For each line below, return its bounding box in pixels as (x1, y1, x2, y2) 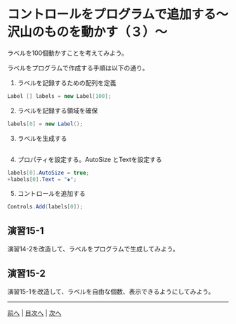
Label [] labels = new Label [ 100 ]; (7, 92, 112, 99)
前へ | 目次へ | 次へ (7, 309, 62, 317)
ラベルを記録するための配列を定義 (17, 78, 117, 87)
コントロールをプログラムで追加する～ (7, 6, 229, 23)
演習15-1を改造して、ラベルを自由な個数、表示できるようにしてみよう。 (7, 287, 215, 296)
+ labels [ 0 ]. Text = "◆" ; (7, 175, 77, 183)
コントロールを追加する (17, 189, 86, 198)
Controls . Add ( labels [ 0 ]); (7, 204, 83, 211)
